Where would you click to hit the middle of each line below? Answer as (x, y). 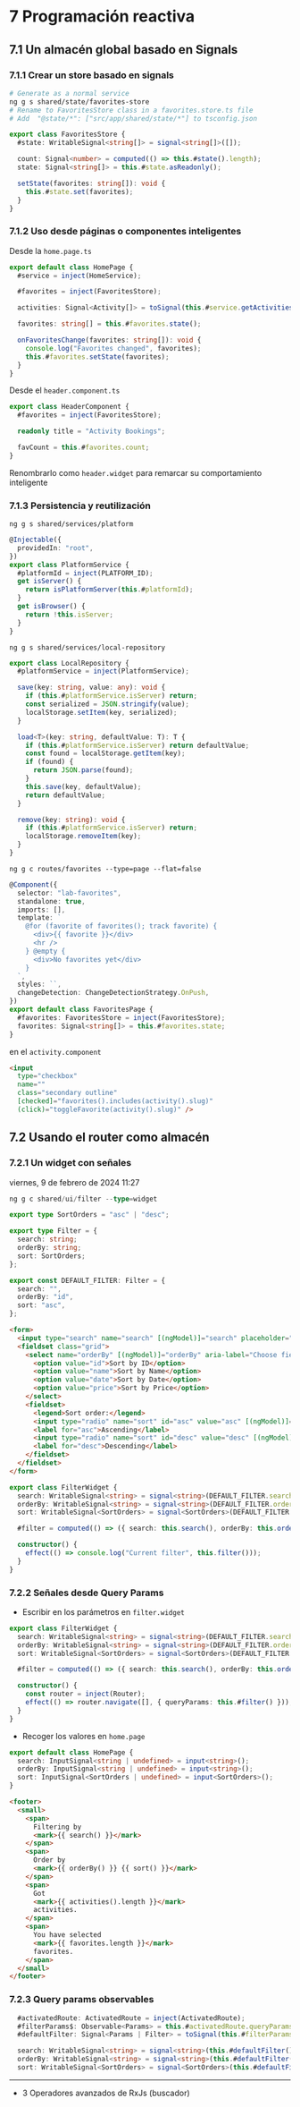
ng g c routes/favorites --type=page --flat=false (105, 869)
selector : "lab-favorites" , (70, 893)
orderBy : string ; (50, 1248)
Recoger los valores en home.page (83, 1736)
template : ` (40, 918)
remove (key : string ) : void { (71, 820)
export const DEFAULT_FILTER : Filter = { (87, 1280)
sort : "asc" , (42, 1305)
